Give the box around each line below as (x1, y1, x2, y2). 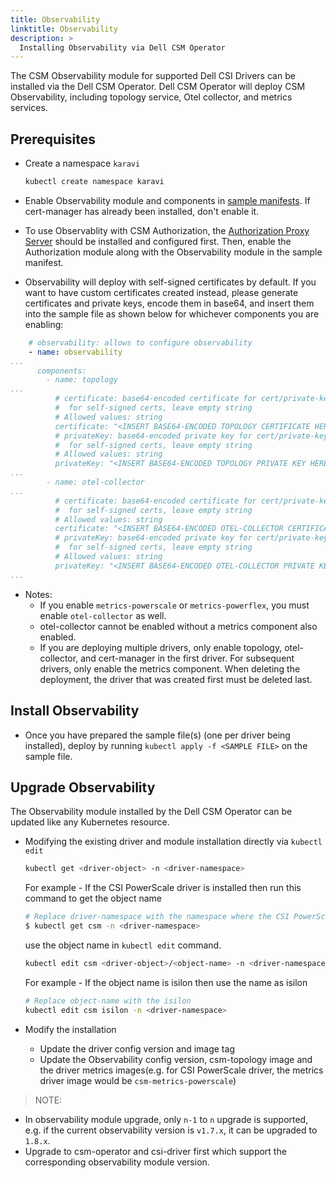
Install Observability (10, 702, 140, 720)
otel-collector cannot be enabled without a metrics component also (39, 620, 318, 632)
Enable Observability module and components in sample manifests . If (24, 194, 311, 206)
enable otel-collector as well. (39, 609, 167, 621)
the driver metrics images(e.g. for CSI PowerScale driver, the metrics (39, 1064, 324, 1076)
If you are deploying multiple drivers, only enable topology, (39, 641, 283, 653)
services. (10, 102, 48, 114)
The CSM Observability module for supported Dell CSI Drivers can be (10, 70, 296, 82)
